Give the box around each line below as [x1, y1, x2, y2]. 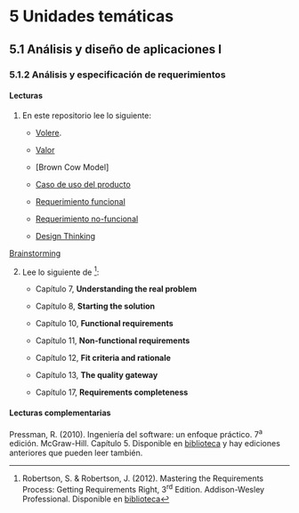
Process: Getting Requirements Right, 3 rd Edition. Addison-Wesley [21, 483, 265, 494]
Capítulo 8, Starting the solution [35, 301, 156, 312]
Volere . [35, 127, 62, 138]
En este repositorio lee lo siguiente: [21, 109, 151, 121]
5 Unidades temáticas [9, 6, 174, 27]
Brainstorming [9, 247, 61, 259]
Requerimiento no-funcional [35, 213, 139, 224]
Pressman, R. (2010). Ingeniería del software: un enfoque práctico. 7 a [9, 427, 263, 439]
